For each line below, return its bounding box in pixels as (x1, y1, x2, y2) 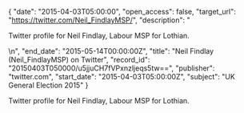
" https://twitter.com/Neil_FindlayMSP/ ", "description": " (8, 15, 190, 25)
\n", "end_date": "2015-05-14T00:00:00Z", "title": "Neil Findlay (8, 46, 214, 55)
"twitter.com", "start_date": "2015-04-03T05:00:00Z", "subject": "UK (8, 72, 236, 81)
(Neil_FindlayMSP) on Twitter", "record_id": (8, 55, 150, 64)
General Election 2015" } (8, 80, 89, 90)
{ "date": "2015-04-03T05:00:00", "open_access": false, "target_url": (8, 7, 236, 16)
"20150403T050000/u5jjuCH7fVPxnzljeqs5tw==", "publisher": (8, 63, 215, 73)
